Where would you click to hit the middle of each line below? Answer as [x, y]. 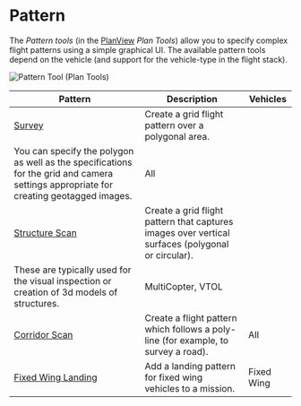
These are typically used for [73, 270]
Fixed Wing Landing [56, 377]
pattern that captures [189, 221]
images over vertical [187, 232]
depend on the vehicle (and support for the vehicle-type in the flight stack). [149, 59]
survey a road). [176, 351]
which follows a [177, 329]
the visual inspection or [63, 281]
